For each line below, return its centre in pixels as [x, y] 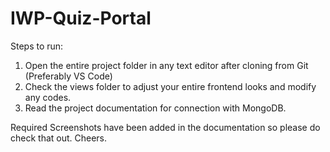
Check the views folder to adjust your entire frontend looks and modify [170, 86]
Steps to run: [37, 46]
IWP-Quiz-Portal [81, 18]
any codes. [48, 97]
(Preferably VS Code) [68, 76]
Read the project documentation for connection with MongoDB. [155, 108]
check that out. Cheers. [59, 138]
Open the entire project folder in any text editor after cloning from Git [166, 65]
